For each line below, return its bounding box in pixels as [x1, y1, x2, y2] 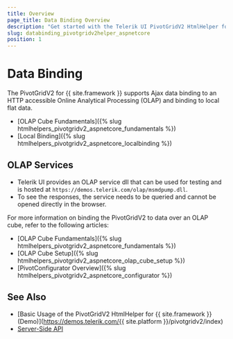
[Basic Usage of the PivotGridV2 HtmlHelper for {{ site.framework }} [17, 310, 212, 318]
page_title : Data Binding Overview [7, 17, 110, 24]
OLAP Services [7, 159, 74, 171]
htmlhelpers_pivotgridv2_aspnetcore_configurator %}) [17, 271, 173, 279]
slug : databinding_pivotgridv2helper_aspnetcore [7, 29, 150, 37]
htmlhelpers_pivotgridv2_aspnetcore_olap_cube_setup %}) [17, 256, 186, 265]
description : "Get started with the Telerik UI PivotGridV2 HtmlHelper [7, 23, 218, 30]
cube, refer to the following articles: [7, 220, 110, 229]
